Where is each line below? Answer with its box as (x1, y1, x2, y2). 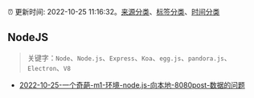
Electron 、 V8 (27, 63, 72, 72)
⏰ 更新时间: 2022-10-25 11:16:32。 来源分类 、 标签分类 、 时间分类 (7, 7, 220, 16)
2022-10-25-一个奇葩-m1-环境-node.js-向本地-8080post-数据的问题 (18, 80, 246, 90)
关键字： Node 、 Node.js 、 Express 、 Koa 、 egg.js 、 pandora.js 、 (27, 53, 231, 63)
